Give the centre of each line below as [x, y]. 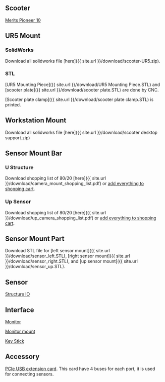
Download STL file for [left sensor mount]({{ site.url [57, 251]
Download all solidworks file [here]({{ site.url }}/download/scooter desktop [81, 132]
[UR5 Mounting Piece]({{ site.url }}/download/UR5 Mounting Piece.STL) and [82, 85]
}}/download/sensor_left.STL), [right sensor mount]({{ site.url [68, 256]
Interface [20, 310]
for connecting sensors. [29, 374]
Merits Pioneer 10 [23, 20]
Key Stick [15, 341]
